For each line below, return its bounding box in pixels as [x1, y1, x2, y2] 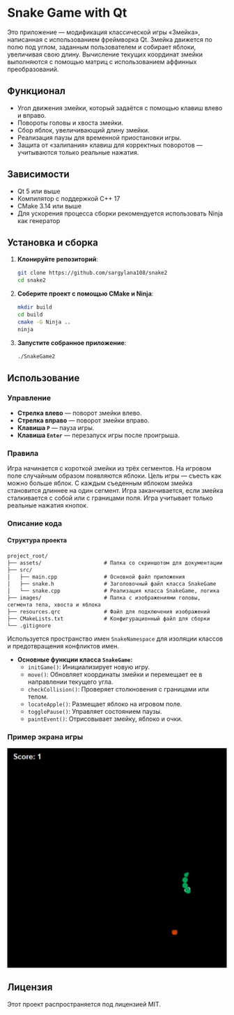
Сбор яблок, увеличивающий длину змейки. [17, 125, 150, 134]
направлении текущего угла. [27, 678, 114, 686]
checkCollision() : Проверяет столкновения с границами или [27, 685, 209, 693]
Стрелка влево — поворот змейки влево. [17, 409, 142, 418]
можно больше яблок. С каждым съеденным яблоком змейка [7, 479, 193, 487]
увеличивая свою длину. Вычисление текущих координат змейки [7, 50, 203, 59]
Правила [7, 448, 39, 458]
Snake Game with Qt [7, 5, 127, 21]
